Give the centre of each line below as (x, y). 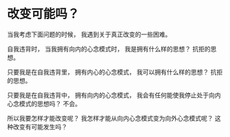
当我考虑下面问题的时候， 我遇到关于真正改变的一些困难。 (89, 34)
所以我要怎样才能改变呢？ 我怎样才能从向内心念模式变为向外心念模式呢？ (110, 118)
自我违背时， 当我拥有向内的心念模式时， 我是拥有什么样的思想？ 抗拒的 (109, 49)
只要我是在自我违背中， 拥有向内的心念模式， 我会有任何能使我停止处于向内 (114, 95)
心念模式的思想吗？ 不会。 (44, 103)
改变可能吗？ (44, 14)
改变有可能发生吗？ (40, 127)
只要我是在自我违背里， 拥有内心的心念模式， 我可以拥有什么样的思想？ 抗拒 (115, 72)
